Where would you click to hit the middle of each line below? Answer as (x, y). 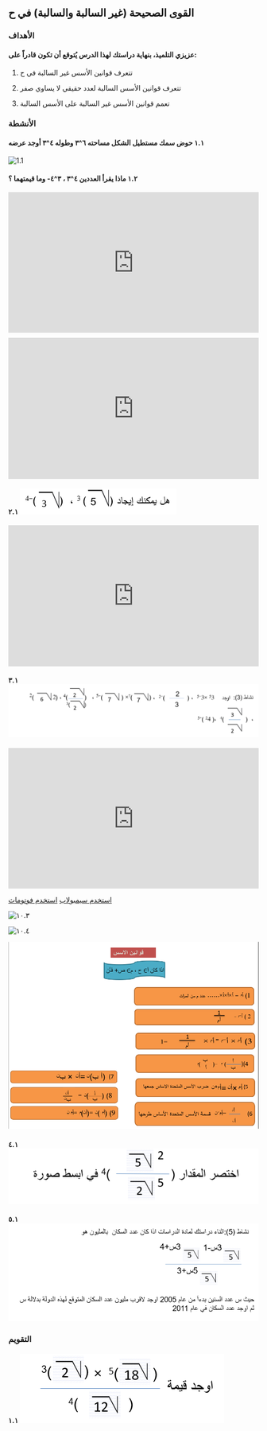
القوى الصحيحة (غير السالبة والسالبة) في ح (101, 13)
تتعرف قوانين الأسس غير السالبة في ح (76, 72)
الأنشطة (22, 124)
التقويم (20, 1340)
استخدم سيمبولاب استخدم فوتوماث (60, 900)
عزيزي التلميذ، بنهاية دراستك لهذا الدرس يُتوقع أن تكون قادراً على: (103, 54)
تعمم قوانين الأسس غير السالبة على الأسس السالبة (95, 103)
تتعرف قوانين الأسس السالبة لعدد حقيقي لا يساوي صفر (100, 87)
